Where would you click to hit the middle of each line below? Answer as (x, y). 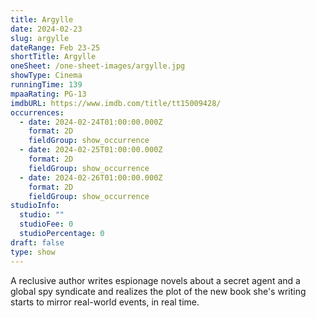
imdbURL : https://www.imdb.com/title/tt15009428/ (116, 103)
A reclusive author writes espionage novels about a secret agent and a (155, 280)
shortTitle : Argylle (53, 57)
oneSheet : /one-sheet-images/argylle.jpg (98, 66)
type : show (33, 252)
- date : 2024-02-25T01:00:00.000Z (91, 150)
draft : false (37, 242)
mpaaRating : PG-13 (48, 94)
